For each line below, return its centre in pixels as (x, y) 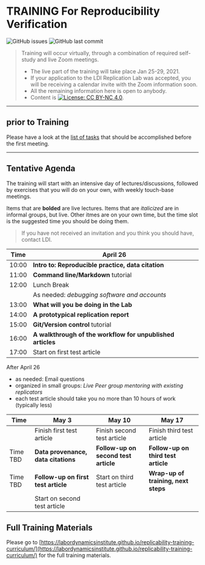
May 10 (120, 420)
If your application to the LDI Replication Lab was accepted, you (110, 78)
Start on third (115, 477)
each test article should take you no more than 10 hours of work (95, 398)
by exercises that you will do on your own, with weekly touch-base (90, 190)
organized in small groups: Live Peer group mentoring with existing (99, 385)
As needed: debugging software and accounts (99, 295)
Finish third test (171, 430)
